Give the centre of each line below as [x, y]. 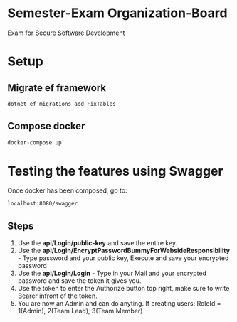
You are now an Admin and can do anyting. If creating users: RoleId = [119, 304]
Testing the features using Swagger [115, 171]
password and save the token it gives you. [79, 281]
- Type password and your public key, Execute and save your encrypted [123, 258]
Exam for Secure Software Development [66, 33]
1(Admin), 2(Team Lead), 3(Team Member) [80, 311]
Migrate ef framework [57, 88]
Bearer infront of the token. [57, 296]
